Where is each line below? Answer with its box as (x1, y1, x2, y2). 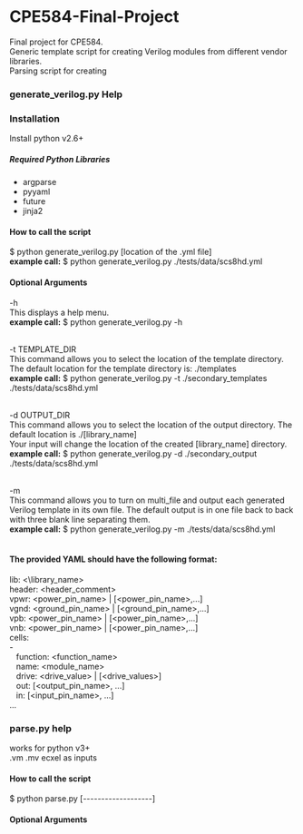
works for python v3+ (9, 742, 91, 754)
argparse (22, 177, 57, 188)
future (22, 196, 46, 207)
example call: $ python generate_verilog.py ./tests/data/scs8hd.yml (9, 256, 263, 267)
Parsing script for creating (9, 65, 107, 76)
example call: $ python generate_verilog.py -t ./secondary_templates (9, 372, 268, 383)
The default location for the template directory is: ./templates (9, 363, 238, 374)
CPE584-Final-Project (9, 6, 180, 27)
